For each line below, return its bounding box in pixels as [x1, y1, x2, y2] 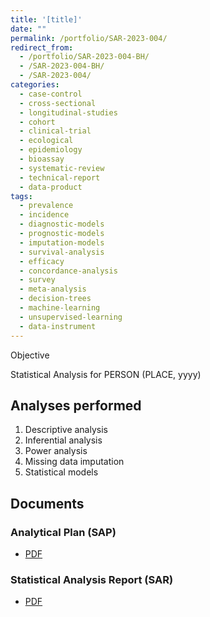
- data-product [19, 182, 83, 192]
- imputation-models [19, 237, 105, 248]
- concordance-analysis [19, 266, 118, 276]
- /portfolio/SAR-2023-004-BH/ [19, 52, 150, 62]
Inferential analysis [24, 434, 103, 446]
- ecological [19, 136, 74, 146]
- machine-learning [19, 303, 101, 313]
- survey [19, 275, 56, 285]
